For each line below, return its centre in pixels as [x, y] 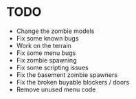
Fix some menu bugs [46, 53]
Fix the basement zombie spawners [67, 75]
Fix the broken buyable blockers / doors [73, 82]
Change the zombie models [55, 31]
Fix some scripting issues [52, 67]
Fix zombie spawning [46, 60]
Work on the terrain [44, 45]
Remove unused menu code [56, 89]
